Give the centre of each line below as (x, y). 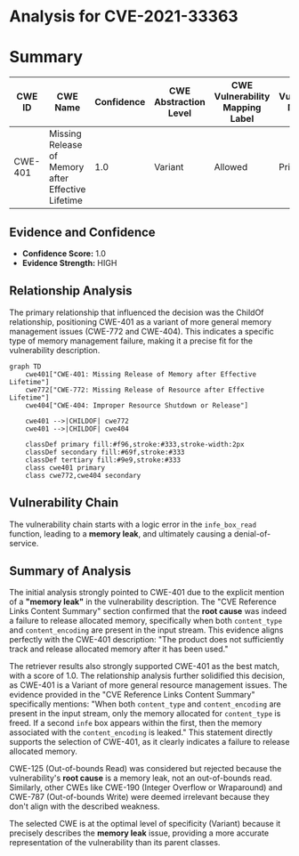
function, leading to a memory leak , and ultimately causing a (121, 533)
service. (24, 543)
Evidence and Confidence (82, 232)
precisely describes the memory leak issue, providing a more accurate (139, 833)
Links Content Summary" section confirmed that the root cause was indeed (148, 611)
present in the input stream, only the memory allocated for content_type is (145, 714)
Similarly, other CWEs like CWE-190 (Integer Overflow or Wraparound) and (146, 787)
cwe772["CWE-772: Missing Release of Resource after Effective (145, 390)
